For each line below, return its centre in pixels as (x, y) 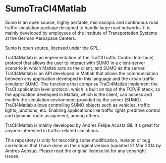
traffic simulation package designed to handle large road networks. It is (78, 27)
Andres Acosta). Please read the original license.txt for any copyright (76, 151)
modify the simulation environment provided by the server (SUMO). (74, 99)
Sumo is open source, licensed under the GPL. (53, 48)
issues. (12, 156)
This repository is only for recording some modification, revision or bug (78, 140)
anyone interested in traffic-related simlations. (52, 130)
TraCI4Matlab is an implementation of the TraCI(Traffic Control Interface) (80, 57)
